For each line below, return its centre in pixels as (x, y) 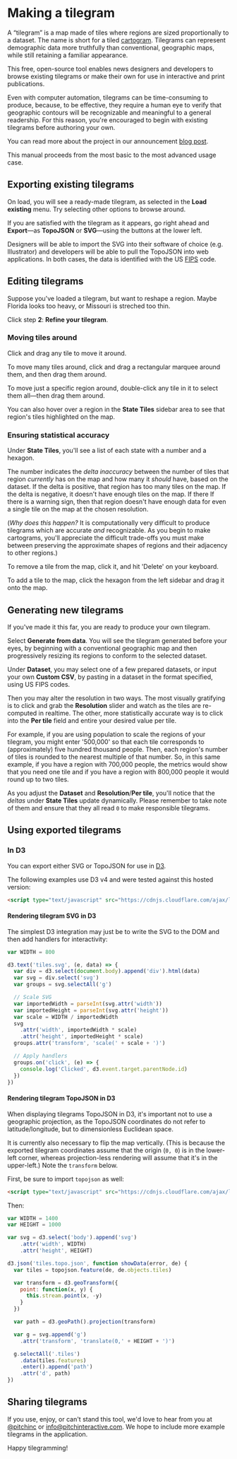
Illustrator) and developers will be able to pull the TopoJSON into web (108, 252)
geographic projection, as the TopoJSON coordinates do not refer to (107, 1121)
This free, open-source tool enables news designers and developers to (110, 69)
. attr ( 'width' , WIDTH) (53, 1244)
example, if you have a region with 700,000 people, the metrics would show (117, 764)
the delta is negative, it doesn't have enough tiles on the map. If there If (111, 494)
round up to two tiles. (38, 779)
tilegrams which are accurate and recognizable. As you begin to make (109, 531)
